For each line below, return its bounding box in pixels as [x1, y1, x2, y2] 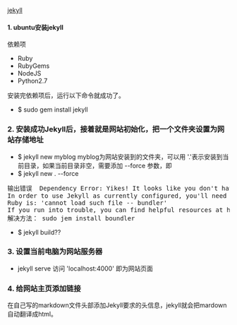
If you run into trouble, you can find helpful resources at [7, 206, 224, 214]
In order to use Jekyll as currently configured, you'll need [7, 191, 227, 200]
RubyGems [17, 61, 50, 70]
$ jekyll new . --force [17, 169, 79, 177]
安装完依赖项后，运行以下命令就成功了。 [7, 91, 125, 100]
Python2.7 [17, 77, 48, 85]
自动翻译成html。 [7, 310, 58, 319]
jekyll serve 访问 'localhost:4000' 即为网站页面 [17, 264, 154, 273]
